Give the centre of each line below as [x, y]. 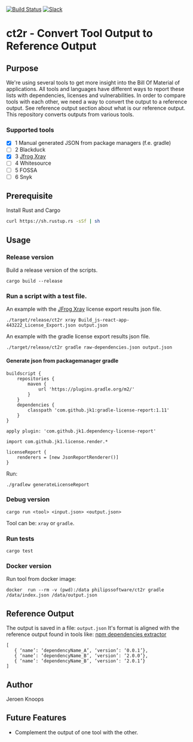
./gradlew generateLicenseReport [48, 484]
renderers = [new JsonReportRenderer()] [68, 457]
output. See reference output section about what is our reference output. [96, 108]
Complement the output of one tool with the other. [76, 732]
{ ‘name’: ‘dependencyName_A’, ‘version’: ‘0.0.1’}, [81, 651]
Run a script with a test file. [47, 296]
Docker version [29, 566]
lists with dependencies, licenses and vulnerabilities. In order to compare [96, 95]
